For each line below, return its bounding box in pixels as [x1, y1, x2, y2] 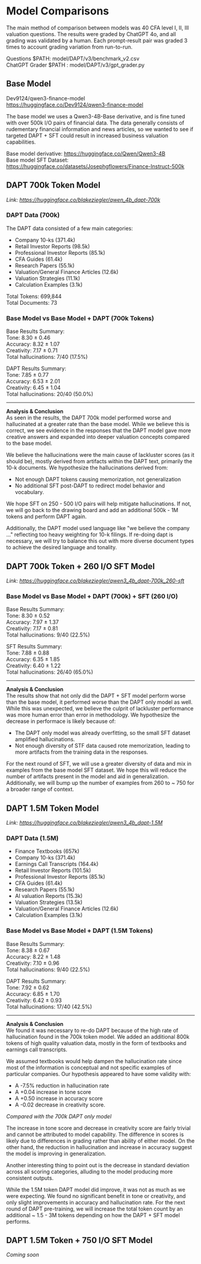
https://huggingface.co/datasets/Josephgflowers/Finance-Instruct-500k [6, 162, 185, 169]
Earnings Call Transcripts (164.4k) [14, 861, 99, 868]
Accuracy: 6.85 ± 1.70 [6, 990, 60, 997]
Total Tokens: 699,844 [6, 293, 62, 300]
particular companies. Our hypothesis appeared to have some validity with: [6, 1070, 191, 1077]
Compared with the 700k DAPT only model [6, 1113, 112, 1120]
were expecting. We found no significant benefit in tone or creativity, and [6, 1192, 186, 1200]
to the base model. [6, 440, 53, 447]
